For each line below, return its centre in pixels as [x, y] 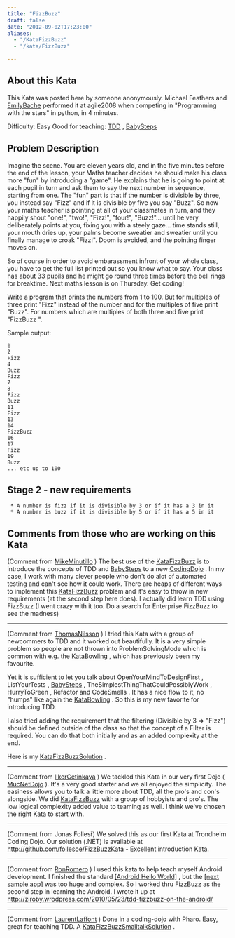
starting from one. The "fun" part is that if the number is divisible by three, [114, 195]
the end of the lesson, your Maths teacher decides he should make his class [117, 173]
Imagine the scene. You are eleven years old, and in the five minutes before [116, 165]
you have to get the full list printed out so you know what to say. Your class [115, 268]
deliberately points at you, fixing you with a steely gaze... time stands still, [113, 225]
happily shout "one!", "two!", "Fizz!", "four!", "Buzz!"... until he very [103, 217]
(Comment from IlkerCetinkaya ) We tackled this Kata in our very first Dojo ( [116, 777]
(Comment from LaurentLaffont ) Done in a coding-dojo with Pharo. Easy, [113, 919]
